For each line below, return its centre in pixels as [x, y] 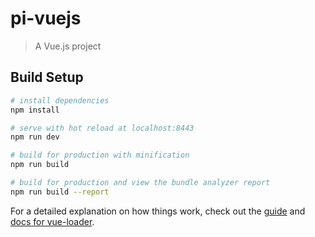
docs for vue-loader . [52, 221]
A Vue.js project [68, 46]
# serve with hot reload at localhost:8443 [102, 128]
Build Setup [47, 77]
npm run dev [35, 137]
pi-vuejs [46, 18]
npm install [35, 110]
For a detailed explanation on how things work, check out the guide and [158, 211]
